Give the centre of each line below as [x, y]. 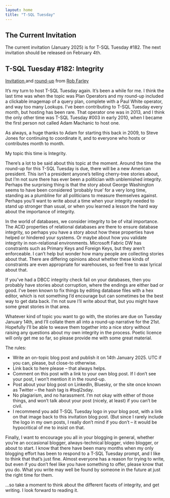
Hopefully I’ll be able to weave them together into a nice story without [78, 327]
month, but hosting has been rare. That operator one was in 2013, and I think [85, 112]
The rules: [16, 348]
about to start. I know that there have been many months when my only [79, 448]
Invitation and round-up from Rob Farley [47, 81]
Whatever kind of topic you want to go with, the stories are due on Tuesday [83, 317]
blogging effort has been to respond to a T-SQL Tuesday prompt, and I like [83, 453]
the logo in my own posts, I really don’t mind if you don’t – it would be [85, 422]
